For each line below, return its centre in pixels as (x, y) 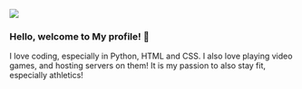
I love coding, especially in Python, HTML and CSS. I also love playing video (151, 56)
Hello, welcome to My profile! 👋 (79, 36)
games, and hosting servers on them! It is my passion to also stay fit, (137, 66)
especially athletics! (46, 76)
